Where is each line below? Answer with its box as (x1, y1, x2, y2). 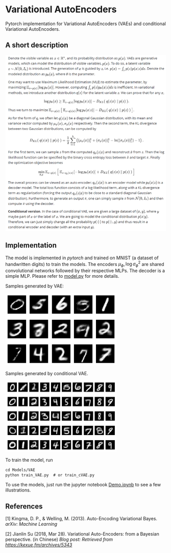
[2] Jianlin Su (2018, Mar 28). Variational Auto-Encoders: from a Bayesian (5, 531, 159, 537)
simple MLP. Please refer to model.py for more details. (5, 273, 119, 279)
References (5, 502, 43, 510)
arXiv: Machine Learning (5, 521, 58, 527)
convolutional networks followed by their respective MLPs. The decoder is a (5, 268, 165, 274)
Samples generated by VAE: (5, 283, 64, 289)
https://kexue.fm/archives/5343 (5, 542, 72, 548)
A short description (5, 41, 68, 50)
